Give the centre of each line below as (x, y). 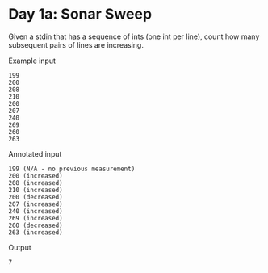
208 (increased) (36, 183)
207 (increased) (36, 204)
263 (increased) (36, 232)
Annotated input (35, 153)
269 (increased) (36, 218)
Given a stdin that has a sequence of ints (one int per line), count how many (134, 36)
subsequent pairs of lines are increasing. (76, 44)
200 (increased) (36, 176)
